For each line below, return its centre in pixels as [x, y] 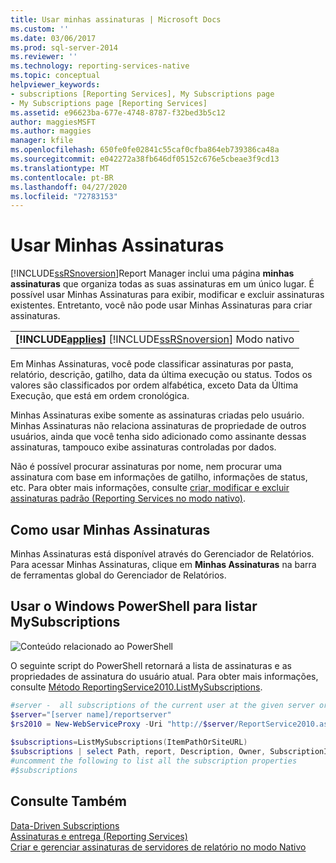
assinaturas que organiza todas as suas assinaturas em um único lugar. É [162, 284]
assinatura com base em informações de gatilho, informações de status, [159, 477]
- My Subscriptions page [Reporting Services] [109, 103]
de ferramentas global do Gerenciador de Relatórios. [118, 575]
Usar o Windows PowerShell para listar [134, 606]
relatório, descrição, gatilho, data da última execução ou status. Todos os [161, 375]
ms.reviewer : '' [44, 57]
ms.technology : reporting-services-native [100, 66]
